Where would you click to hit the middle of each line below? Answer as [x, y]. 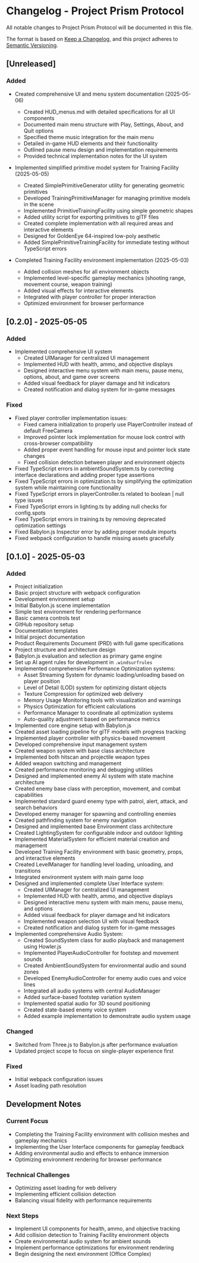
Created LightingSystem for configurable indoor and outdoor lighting [99, 833]
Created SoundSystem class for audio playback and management [104, 940]
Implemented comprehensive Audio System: [69, 934]
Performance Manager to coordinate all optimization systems [98, 713]
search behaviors [36, 808]
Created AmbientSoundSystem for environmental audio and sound [105, 966]
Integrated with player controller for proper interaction [90, 297]
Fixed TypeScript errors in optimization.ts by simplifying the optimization [103, 481]
